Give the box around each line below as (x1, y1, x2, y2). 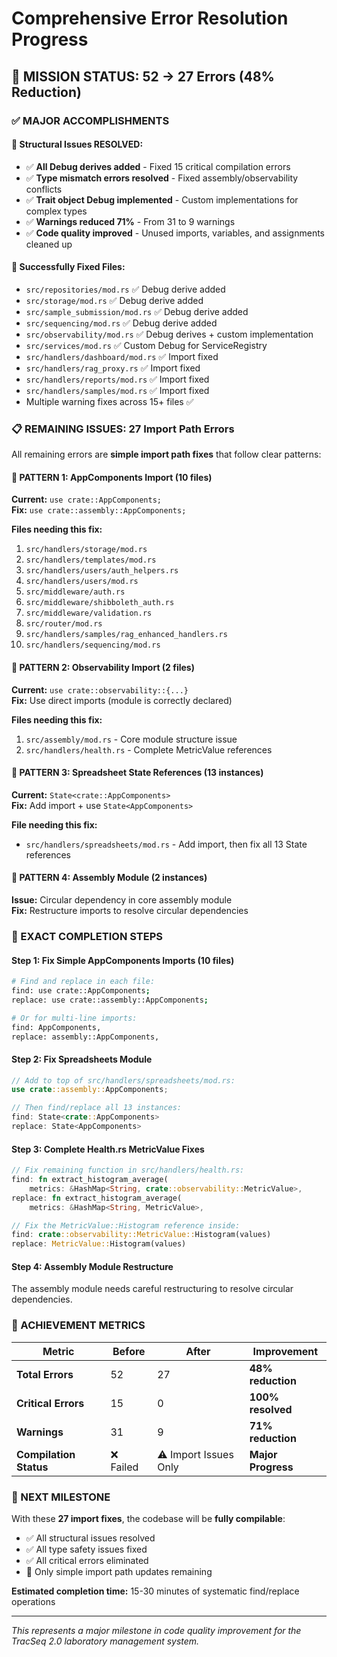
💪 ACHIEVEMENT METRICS (11, 1318, 146, 1332)
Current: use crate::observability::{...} (11, 683, 189, 696)
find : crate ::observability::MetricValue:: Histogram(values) (11, 1230, 272, 1240)
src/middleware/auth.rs (25, 587, 126, 597)
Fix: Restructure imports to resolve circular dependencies (11, 905, 249, 917)
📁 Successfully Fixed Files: (11, 261, 126, 273)
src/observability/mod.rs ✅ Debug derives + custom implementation (25, 328, 314, 340)
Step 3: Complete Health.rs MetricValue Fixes (11, 1143, 205, 1155)
